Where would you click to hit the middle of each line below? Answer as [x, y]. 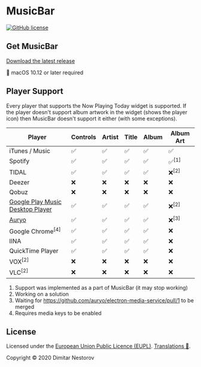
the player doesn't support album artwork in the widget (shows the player [97, 112]
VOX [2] [19, 261]
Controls [84, 137]
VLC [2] [19, 272]
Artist [110, 137]
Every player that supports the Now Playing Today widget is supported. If [96, 105]
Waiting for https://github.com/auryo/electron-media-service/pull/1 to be [104, 300]
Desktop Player [31, 210]
